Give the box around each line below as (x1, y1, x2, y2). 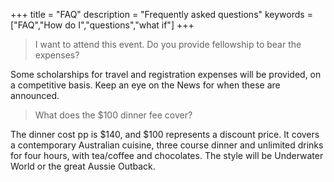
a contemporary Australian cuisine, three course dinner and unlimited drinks (10, 139, 324, 151)
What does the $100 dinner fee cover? (34, 109, 193, 121)
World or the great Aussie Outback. (10, 160, 156, 172)
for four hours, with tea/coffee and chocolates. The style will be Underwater (10, 150, 324, 161)
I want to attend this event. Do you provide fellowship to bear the (34, 39, 302, 50)
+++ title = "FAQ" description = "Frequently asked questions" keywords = (10, 9, 313, 20)
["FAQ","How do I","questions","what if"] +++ (10, 19, 195, 31)
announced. (10, 90, 60, 101)
